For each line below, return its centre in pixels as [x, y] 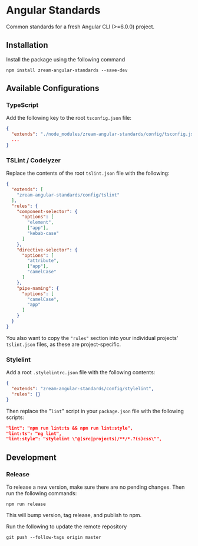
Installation [27, 45]
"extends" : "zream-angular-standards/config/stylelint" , [83, 389]
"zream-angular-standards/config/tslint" [68, 195]
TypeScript [22, 105]
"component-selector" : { [47, 211]
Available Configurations [53, 88]
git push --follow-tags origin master [54, 537]
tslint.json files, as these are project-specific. [64, 344]
